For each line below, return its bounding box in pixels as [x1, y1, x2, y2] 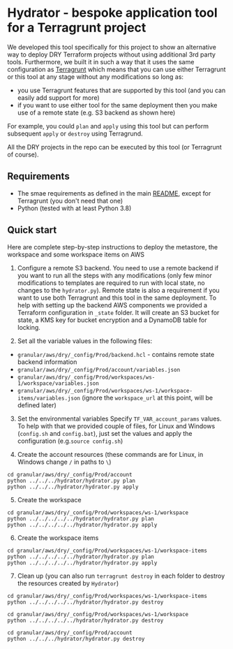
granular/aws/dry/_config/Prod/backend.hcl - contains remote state [17, 350, 215, 358]
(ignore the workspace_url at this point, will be [81, 393, 213, 402]
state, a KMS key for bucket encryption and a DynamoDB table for [17, 316, 207, 324]
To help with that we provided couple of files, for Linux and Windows [17, 421, 216, 430]
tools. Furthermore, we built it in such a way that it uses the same [7, 57, 195, 66]
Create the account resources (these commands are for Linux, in [17, 450, 204, 458]
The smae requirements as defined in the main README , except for [17, 189, 211, 197]
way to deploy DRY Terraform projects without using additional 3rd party [7, 50, 216, 59]
